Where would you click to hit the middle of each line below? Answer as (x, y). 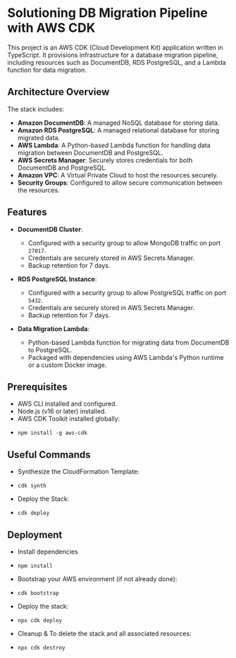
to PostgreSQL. (50, 349)
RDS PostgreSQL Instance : (57, 279)
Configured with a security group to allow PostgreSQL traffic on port (127, 292)
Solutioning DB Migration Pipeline (107, 13)
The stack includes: (36, 109)
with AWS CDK (51, 28)
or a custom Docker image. (67, 365)
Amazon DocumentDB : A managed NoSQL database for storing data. (118, 123)
